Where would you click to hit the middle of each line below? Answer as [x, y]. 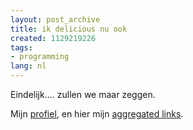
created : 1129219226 [53, 38]
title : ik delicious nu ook [69, 29]
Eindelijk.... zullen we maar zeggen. [83, 94]
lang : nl [28, 66]
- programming [40, 57]
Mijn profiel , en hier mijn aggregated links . [97, 114]
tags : [21, 47]
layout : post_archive [55, 19]
